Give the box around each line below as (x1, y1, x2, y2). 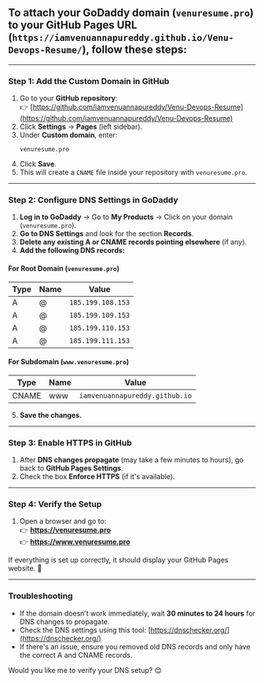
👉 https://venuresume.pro (19, 525, 112, 535)
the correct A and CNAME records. (19, 650, 133, 659)
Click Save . (19, 159, 57, 169)
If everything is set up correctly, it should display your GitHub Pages (8, 555, 229, 564)
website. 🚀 (8, 564, 42, 573)
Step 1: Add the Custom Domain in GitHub (8, 75, 170, 86)
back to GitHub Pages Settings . (19, 463, 123, 473)
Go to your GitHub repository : (19, 93, 118, 103)
